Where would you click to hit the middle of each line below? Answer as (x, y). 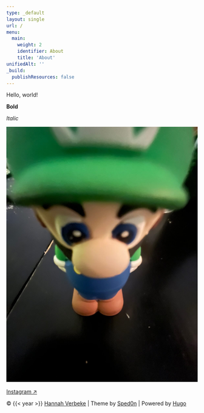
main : (19, 39)
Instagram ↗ (22, 392)
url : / (15, 26)
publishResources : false (43, 77)
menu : (13, 32)
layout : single (25, 19)
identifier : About (40, 52)
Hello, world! (22, 95)
